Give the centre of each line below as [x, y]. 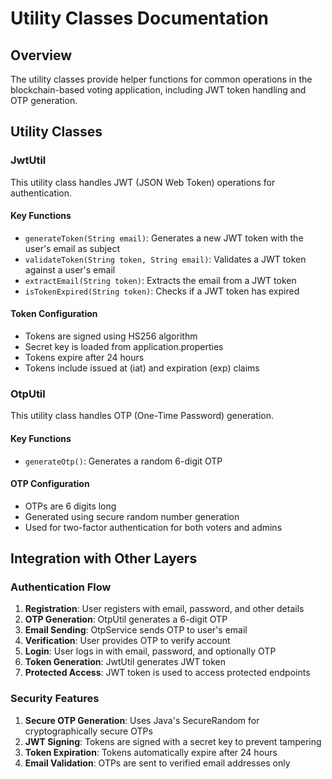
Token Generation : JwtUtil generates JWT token [125, 662]
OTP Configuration [50, 484]
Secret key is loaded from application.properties [124, 347]
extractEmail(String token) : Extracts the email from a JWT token [160, 280]
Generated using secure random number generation [132, 516]
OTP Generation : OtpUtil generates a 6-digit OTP [126, 619]
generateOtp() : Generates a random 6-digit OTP [123, 461]
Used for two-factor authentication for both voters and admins [153, 527]
